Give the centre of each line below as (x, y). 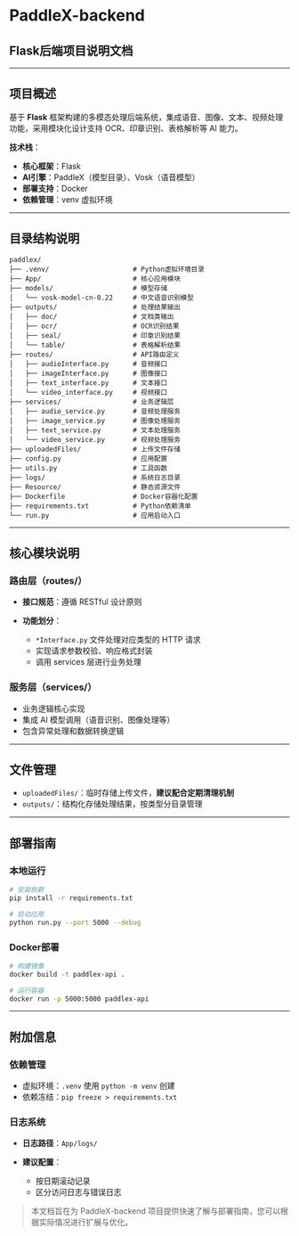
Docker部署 (34, 947)
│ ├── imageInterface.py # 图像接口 (88, 373)
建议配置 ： (42, 1162)
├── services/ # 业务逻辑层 (92, 402)
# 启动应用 (27, 914)
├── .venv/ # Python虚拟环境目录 (107, 269)
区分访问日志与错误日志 (78, 1192)
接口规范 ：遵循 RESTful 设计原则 (82, 602)
